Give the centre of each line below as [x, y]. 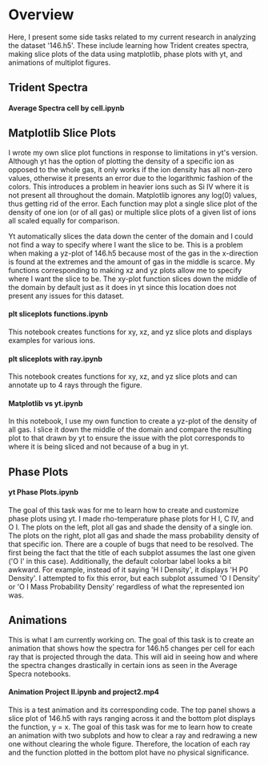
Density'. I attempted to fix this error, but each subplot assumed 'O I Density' [134, 578]
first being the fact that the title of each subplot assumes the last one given [132, 552]
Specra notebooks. [40, 674]
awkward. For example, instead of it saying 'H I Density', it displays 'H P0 [128, 570]
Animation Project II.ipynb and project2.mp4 [84, 692]
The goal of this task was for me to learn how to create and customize [124, 509]
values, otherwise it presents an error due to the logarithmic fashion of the [131, 178]
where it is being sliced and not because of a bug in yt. [99, 447]
